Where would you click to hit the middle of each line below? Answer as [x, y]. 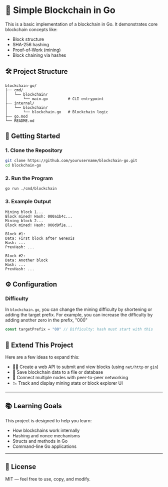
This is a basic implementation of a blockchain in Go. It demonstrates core [81, 24]
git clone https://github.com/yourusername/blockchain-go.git [71, 161]
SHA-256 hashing [30, 44]
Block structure [28, 39]
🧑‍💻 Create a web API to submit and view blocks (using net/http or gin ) [85, 367]
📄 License [21, 467]
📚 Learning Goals [34, 406]
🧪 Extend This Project [39, 345]
